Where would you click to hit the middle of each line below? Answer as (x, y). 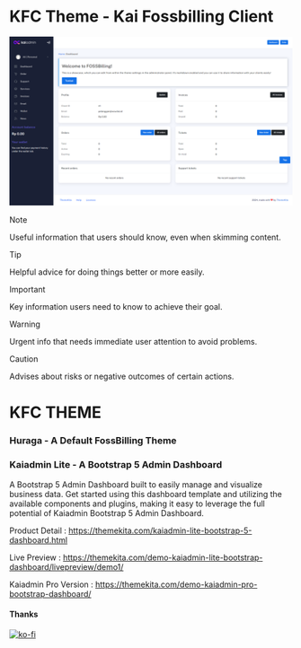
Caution (24, 359)
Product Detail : (38, 530)
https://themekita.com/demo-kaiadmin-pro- (177, 584)
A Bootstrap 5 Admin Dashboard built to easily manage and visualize (136, 484)
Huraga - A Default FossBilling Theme (93, 441)
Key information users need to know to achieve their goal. (116, 307)
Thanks (24, 614)
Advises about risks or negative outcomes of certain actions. (122, 377)
